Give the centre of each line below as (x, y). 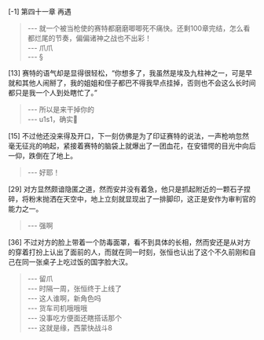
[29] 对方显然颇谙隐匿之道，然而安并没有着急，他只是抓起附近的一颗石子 (126, 189)
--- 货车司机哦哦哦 (57, 308)
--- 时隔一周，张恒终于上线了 (75, 288)
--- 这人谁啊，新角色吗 (64, 298)
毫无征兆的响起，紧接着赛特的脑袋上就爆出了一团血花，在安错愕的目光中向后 (132, 146)
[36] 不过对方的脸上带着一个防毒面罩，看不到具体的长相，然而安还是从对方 (130, 242)
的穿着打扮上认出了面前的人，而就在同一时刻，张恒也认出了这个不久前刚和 (128, 252)
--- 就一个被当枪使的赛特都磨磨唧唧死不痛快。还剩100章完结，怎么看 (139, 28)
